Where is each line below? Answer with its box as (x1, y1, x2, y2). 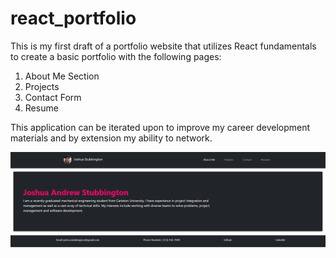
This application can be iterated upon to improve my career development (10, 121, 311, 133)
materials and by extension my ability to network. (10, 132, 213, 144)
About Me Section (24, 70, 100, 82)
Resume (24, 102, 59, 114)
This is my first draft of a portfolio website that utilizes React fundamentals (10, 40, 317, 52)
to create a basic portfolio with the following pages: (10, 50, 222, 62)
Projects (24, 80, 60, 92)
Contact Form (24, 91, 82, 103)
